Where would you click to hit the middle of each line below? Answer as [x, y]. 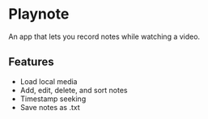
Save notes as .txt [50, 107]
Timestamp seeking [53, 99]
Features [31, 62]
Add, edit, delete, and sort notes [74, 90]
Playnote [39, 14]
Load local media [49, 81]
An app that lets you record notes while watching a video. [104, 36]
